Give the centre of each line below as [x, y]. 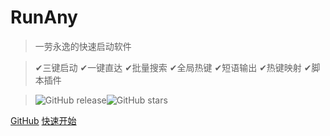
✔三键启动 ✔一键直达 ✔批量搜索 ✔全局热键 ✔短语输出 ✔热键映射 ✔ [173, 67]
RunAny [44, 17]
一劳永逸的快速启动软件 [83, 46]
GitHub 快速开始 [43, 120]
